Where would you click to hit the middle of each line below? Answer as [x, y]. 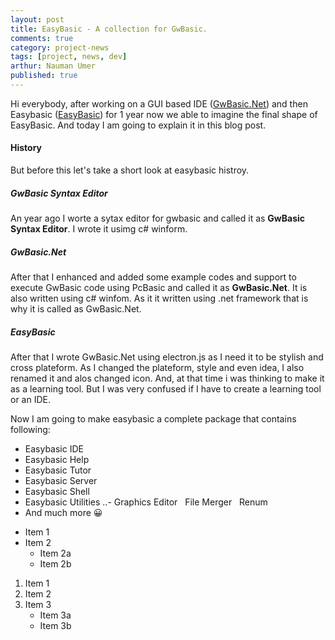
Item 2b [55, 563]
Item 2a [55, 553]
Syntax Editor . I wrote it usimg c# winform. [99, 229]
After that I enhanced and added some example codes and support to [153, 277]
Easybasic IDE [54, 448]
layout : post [37, 19]
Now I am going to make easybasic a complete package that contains [153, 418]
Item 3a [55, 615]
